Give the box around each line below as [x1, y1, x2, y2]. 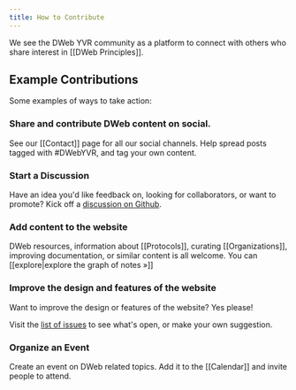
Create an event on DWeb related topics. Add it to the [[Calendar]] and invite [9, 361, 287, 371]
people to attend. [9, 371, 72, 381]
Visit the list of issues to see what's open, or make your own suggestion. [9, 319, 273, 330]
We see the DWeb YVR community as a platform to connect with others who [9, 37, 287, 48]
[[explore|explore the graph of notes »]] [9, 260, 154, 271]
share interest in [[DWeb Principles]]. [9, 46, 144, 57]
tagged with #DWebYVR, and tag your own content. [9, 147, 197, 157]
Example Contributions [9, 73, 139, 88]
